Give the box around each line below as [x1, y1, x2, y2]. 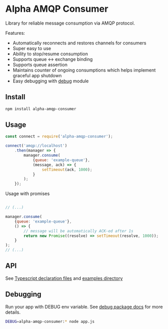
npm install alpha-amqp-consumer [5, 106, 77, 112]
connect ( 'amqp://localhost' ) [5, 143, 67, 148]
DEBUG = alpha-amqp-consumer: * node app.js [5, 319, 95, 324]
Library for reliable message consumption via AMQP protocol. [5, 20, 135, 26]
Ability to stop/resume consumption [12, 51, 88, 57]
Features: [5, 30, 26, 36]
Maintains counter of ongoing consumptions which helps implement [12, 67, 156, 73]
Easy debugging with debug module [12, 78, 89, 84]
